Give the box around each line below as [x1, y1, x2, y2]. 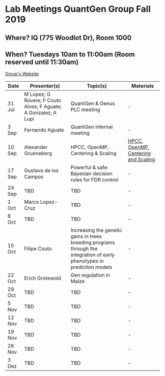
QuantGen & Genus [70, 100, 115, 107]
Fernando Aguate [24, 126, 64, 133]
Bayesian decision [70, 170, 113, 177]
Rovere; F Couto [24, 97, 61, 104]
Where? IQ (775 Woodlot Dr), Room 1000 [5, 33, 132, 42]
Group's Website [5, 71, 39, 77]
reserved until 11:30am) [5, 58, 79, 66]
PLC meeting [70, 106, 101, 113]
